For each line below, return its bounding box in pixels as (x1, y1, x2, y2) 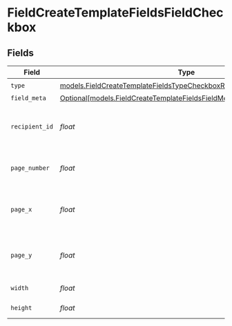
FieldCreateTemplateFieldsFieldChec (7, 5, 224, 21)
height (10, 304, 32, 311)
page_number (10, 164, 50, 172)
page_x (10, 206, 32, 213)
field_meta (10, 95, 46, 102)
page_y (10, 251, 32, 259)
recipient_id (10, 123, 54, 131)
